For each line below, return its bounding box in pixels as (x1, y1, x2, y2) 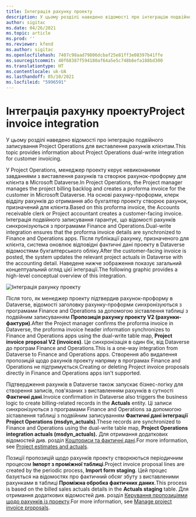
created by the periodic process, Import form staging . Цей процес (6, 467, 167, 474)
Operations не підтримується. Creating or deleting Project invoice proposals (6, 363, 190, 370)
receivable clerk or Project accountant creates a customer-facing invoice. (6, 210, 183, 217)
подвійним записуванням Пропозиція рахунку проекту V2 (6, 313, 155, 320)
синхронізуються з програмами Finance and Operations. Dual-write (6, 222, 171, 229)
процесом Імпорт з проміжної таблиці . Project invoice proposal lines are (6, 460, 185, 467)
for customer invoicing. (6, 155, 62, 162)
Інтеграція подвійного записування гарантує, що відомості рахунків (6, 216, 176, 223)
